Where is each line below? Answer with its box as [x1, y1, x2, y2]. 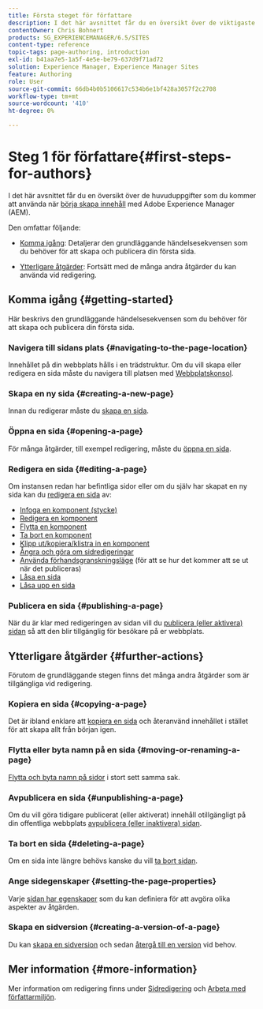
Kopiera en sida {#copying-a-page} [8, 698, 147, 709]
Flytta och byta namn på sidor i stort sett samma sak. [8, 772, 181, 782]
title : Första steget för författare [8, 11, 132, 20]
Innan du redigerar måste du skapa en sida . [8, 406, 150, 415]
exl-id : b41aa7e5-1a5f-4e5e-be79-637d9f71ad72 [8, 56, 164, 64]
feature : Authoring [8, 70, 72, 78]
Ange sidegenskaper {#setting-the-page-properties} [8, 876, 217, 887]
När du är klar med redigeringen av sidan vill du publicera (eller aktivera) [8, 618, 243, 628]
